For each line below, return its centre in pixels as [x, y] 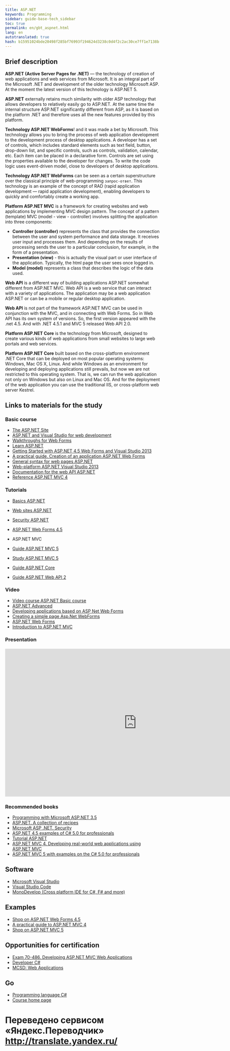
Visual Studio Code [32, 886]
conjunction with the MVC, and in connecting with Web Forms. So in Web [79, 313]
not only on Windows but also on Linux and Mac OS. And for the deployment [83, 379]
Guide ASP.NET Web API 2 [39, 577]
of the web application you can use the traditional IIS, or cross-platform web [82, 384]
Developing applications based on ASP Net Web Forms [68, 611]
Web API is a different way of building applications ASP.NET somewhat [77, 283]
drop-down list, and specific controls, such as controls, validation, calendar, [82, 150]
